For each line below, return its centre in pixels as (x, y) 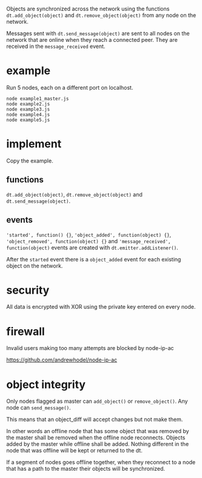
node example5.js (28, 120)
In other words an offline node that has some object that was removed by (98, 431)
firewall (26, 332)
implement (34, 144)
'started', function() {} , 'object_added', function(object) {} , (89, 234)
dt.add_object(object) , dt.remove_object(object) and (74, 194)
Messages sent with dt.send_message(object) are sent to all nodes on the (98, 33)
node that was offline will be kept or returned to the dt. (74, 451)
